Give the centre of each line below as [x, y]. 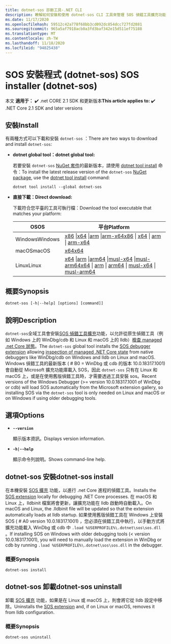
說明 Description [31, 320]
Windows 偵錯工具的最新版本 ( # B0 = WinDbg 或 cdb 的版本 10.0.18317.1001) [85, 363]
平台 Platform [114, 227]
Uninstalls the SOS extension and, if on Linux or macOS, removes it [85, 606]
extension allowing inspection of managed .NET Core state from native [79, 352]
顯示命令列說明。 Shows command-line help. [59, 459]
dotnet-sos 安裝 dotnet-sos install [59, 477]
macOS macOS [33, 251]
